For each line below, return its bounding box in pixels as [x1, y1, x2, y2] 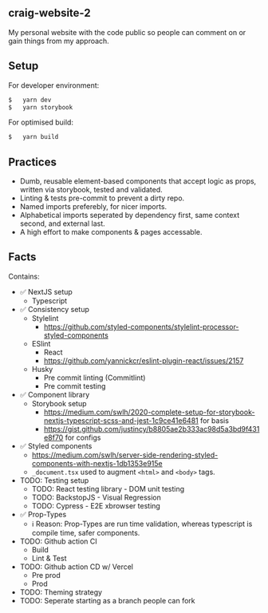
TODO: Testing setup [19, 475, 89, 485]
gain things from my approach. [8, 36, 109, 45]
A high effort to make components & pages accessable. [19, 227, 203, 237]
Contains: [8, 271, 40, 281]
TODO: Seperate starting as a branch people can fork [19, 595, 195, 605]
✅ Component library [19, 390, 90, 399]
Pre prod [31, 570, 61, 579]
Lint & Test [31, 553, 67, 563]
